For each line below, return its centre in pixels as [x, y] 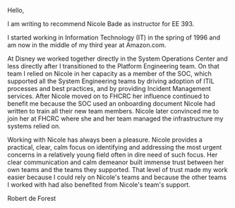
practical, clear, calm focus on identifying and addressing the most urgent [115, 147]
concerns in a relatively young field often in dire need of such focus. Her [113, 155]
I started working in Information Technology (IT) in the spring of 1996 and [114, 37]
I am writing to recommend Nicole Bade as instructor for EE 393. [101, 24]
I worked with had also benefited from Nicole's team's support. [99, 185]
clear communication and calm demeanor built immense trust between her [116, 162]
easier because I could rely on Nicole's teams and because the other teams [117, 177]
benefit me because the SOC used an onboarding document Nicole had [111, 104]
